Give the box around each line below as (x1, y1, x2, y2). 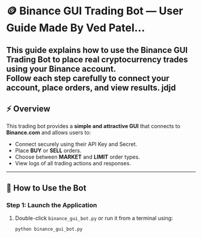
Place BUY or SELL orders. (14, 147, 82, 154)
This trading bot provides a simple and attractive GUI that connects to (6, 123, 180, 130)
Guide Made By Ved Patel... (6, 21, 145, 35)
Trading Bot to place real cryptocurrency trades (6, 54, 188, 64)
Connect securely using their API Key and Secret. (14, 141, 137, 148)
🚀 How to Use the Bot (6, 183, 87, 193)
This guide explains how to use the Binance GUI (6, 45, 188, 55)
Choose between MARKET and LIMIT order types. (14, 153, 140, 160)
